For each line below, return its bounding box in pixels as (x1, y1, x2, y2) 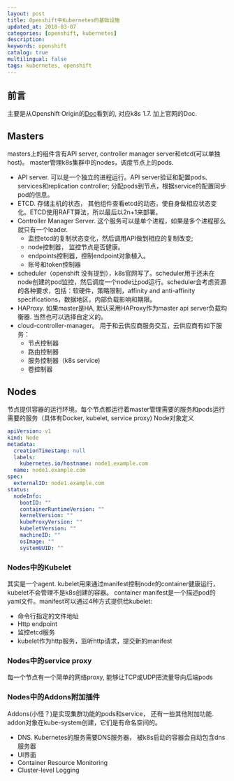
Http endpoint (17, 619, 58, 628)
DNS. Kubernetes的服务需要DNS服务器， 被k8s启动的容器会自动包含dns (17, 733, 226, 741)
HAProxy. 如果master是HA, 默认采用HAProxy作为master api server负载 (17, 304, 221, 313)
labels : (13, 454, 36, 461)
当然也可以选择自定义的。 (33, 313, 107, 321)
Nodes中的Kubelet (7, 563, 72, 572)
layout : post (7, 10, 45, 17)
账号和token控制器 (27, 260, 82, 269)
